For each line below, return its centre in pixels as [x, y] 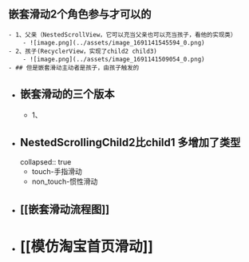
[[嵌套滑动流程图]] [65, 209]
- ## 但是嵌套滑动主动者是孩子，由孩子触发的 [74, 67]
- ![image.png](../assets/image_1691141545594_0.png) [114, 42]
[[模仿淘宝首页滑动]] [87, 247]
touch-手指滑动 [57, 172]
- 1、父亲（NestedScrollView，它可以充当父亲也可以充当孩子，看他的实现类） [123, 34]
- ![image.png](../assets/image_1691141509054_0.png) [114, 59]
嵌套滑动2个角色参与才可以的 [80, 14]
